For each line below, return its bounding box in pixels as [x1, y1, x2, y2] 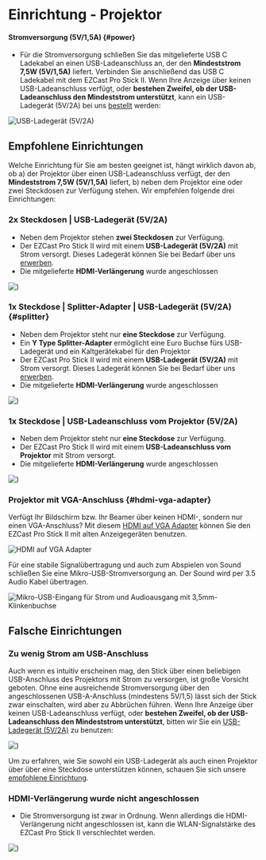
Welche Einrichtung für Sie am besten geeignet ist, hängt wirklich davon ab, [8, 161, 256, 170]
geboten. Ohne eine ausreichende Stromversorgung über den [8, 683, 210, 693]
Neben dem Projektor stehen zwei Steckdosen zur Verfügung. [19, 233, 225, 242]
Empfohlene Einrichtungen [8, 139, 144, 153]
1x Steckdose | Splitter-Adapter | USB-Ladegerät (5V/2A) [8, 301, 232, 312]
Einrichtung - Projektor [8, 6, 163, 24]
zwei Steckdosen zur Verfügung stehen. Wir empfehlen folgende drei [8, 186, 235, 196]
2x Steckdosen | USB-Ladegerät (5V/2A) [8, 214, 168, 225]
